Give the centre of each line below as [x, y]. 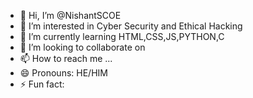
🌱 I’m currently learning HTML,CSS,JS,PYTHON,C [122, 36]
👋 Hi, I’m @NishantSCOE [70, 15]
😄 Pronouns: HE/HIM [63, 73]
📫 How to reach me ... [66, 58]
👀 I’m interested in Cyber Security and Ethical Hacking [131, 26]
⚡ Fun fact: [42, 84]
